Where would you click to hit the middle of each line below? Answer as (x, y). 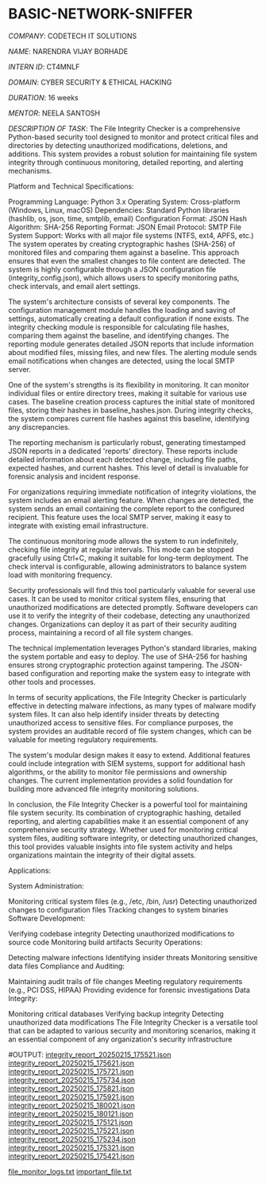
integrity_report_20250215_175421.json (71, 1156)
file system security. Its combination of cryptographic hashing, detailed (125, 812)
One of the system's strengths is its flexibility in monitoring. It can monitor (129, 385)
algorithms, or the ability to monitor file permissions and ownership (118, 772)
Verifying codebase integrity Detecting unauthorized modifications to (121, 933)
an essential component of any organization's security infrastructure (120, 1039)
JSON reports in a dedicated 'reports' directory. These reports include (123, 451)
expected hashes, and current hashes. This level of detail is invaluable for (129, 467)
